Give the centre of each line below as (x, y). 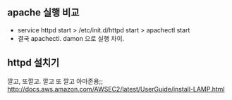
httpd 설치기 (33, 63)
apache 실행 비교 (43, 13)
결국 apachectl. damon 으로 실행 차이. (71, 38)
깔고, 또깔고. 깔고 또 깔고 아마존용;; (55, 81)
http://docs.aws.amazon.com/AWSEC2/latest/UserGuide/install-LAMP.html (116, 89)
